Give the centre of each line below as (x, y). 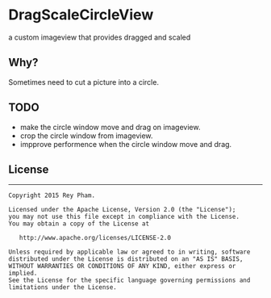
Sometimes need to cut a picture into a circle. (84, 82)
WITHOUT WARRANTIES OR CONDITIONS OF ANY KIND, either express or (122, 267)
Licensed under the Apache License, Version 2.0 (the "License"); (122, 210)
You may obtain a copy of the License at (79, 224)
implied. (23, 273)
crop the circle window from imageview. (86, 136)
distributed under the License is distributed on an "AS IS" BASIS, (126, 259)
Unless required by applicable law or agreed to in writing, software (129, 252)
